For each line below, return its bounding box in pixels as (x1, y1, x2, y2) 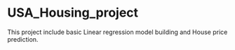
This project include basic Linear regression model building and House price (7, 28, 228, 36)
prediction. (7, 35, 39, 43)
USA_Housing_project (7, 5, 139, 21)
